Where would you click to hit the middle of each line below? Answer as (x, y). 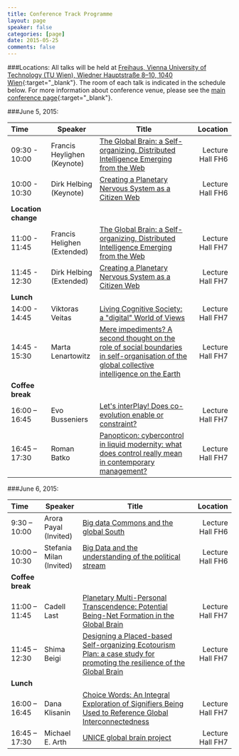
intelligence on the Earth (140, 374)
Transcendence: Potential (125, 607)
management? (123, 471)
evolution (115, 415)
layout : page (27, 21)
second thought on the (137, 338)
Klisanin (57, 712)
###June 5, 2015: (33, 112)
